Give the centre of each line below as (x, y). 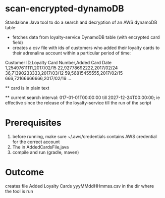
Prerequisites (33, 123)
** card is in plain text (27, 88)
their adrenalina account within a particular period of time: (72, 53)
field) (18, 42)
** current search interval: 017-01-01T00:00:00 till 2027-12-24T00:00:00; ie (82, 98)
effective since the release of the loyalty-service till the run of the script (78, 102)
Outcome (25, 173)
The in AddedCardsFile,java (41, 147)
